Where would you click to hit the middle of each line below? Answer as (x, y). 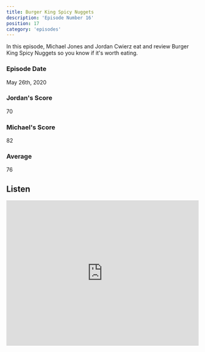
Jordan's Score (30, 98)
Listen (18, 189)
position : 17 (23, 23)
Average (19, 157)
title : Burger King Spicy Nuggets (50, 12)
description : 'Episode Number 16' (50, 18)
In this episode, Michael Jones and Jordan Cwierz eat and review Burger (98, 47)
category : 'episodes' (34, 29)
